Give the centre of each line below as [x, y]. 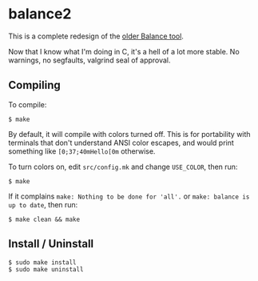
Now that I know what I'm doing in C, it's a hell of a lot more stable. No [124, 51]
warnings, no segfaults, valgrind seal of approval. [89, 60]
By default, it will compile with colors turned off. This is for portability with [129, 134]
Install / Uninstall [51, 244]
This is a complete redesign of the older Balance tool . [96, 36]
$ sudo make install [43, 262]
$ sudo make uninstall [46, 269]
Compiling [35, 85]
